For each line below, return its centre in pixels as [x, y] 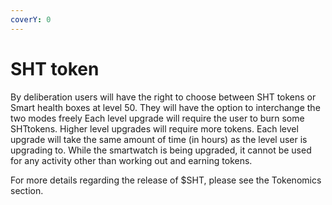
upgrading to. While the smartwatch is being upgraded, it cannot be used [161, 150]
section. [27, 190]
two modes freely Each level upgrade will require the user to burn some [157, 118]
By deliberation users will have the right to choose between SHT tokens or [163, 97]
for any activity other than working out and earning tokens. [131, 160]
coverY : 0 [31, 19]
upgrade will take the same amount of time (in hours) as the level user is [159, 139]
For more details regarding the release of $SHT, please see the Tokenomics [166, 180]
